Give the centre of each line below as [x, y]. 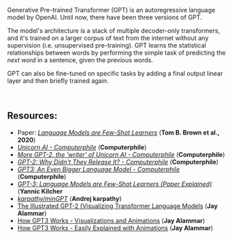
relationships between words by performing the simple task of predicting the [116, 52]
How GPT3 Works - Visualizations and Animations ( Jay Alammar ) [111, 220]
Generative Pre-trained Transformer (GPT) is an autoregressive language [111, 10]
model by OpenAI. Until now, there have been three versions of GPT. [105, 17]
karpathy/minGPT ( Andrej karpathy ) [69, 198]
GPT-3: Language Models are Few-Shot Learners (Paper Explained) [115, 184]
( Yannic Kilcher [40, 191]
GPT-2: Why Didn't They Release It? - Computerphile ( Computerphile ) [118, 162]
